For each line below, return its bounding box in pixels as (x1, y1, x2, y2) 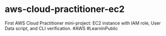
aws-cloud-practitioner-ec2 (5, 3, 125, 15)
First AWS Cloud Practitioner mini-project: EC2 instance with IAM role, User (5, 20, 161, 26)
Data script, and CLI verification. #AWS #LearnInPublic (5, 25, 118, 31)
